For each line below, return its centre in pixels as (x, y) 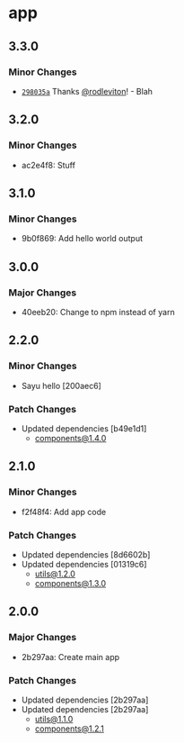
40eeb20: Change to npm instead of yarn (98, 312)
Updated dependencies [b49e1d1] (84, 428)
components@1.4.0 (70, 438)
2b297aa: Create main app (70, 657)
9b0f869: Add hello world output (82, 239)
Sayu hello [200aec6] (61, 385)
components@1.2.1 (70, 729)
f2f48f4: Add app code (64, 512)
